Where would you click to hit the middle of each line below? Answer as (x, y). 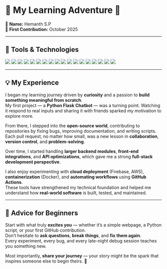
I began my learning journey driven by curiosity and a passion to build (78, 95)
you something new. (26, 246)
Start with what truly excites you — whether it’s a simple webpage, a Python (83, 225)
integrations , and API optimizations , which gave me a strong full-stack (79, 156)
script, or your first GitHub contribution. (45, 230)
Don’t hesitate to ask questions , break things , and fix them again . (73, 236)
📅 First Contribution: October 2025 (42, 29)
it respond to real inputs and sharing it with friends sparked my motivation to (83, 111)
